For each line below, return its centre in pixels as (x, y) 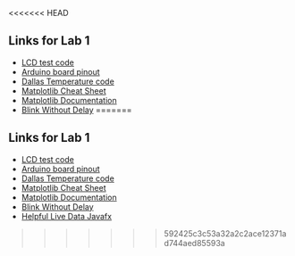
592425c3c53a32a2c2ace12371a (225, 233)
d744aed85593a (194, 243)
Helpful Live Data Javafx (67, 216)
